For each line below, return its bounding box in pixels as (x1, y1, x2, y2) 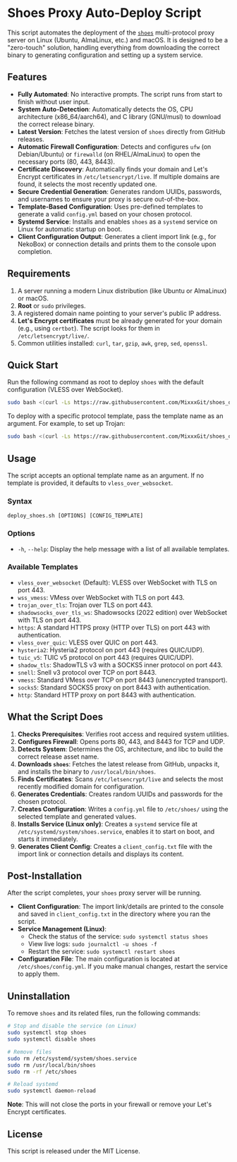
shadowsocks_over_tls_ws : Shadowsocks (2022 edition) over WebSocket (17, 608, 228, 616)
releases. (17, 135, 44, 143)
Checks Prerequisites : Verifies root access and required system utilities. (17, 730, 229, 738)
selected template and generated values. (17, 812, 137, 821)
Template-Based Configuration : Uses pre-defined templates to (17, 202, 203, 211)
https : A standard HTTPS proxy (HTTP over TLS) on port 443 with (17, 623, 210, 632)
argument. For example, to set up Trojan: (7, 420, 126, 428)
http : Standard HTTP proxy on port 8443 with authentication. (17, 690, 196, 699)
